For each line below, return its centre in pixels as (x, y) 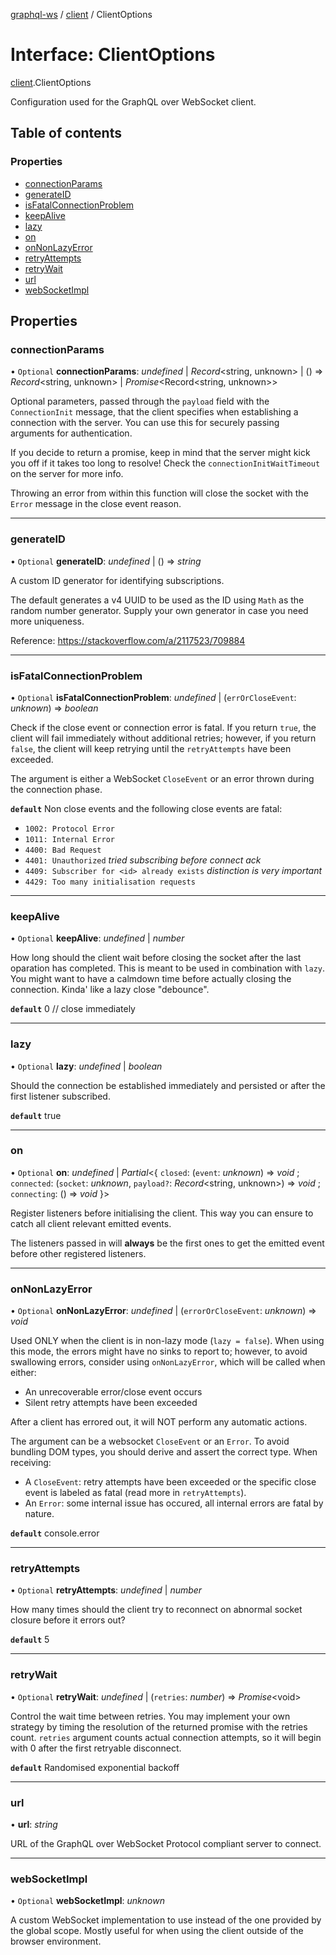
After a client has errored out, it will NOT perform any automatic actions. (159, 1422)
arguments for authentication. (71, 433)
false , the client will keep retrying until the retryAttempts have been (151, 748)
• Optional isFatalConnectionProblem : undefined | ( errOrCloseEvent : (153, 697)
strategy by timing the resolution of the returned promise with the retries (159, 1726)
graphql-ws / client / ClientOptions (81, 14)
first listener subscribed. (60, 1096)
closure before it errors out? (68, 1620)
